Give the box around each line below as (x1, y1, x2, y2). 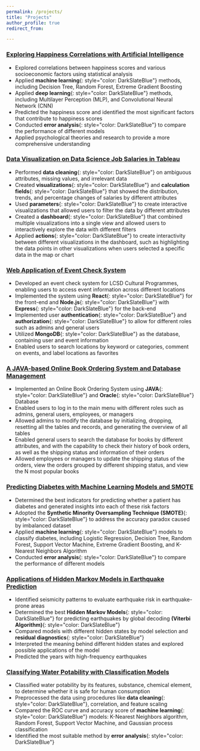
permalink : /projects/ (6, 8, 63, 15)
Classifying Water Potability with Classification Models (6, 667, 170, 676)
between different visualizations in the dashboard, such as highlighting (14, 238, 189, 246)
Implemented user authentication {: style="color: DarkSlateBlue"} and (14, 311, 187, 318)
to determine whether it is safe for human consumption (14, 688, 150, 695)
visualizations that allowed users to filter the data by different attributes (14, 207, 190, 214)
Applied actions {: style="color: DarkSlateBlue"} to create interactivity (14, 232, 186, 239)
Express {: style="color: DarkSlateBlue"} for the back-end (14, 305, 156, 312)
